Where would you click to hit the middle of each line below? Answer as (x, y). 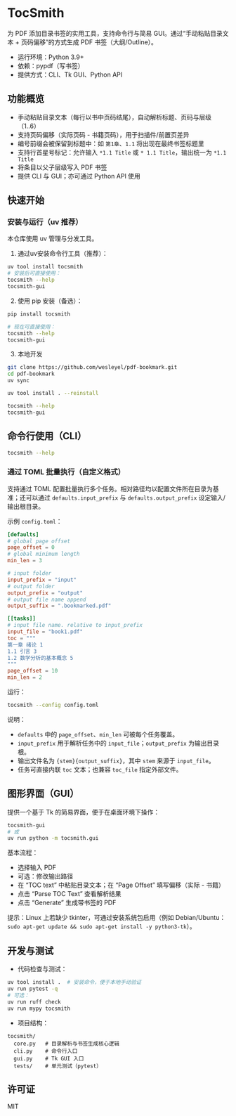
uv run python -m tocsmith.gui (53, 838)
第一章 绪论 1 (25, 644)
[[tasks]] (22, 619)
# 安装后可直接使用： (34, 273)
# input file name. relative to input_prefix (75, 625)
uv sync (19, 381)
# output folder (31, 586)
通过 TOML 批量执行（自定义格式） (66, 472)
